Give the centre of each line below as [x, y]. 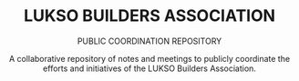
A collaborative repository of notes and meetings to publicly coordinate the [149, 58]
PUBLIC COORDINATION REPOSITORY [149, 41]
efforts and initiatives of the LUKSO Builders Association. [149, 68]
